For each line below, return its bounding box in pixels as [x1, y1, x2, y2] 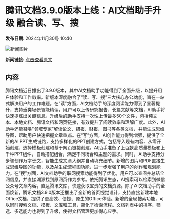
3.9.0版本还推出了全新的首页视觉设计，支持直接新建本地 [40, 189, 158, 195]
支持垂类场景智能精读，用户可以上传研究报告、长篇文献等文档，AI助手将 [14, 106, 165, 112]
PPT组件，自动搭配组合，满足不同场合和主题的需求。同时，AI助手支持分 [14, 151, 165, 157]
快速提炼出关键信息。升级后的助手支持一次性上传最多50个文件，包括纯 [5, 113, 153, 119]
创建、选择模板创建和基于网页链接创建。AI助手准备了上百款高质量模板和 [9, 144, 161, 150]
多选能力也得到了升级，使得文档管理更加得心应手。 [14, 208, 121, 214]
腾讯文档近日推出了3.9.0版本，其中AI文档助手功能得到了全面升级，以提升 [5, 87, 158, 93]
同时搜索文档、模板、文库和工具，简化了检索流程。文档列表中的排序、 [9, 202, 156, 208]
